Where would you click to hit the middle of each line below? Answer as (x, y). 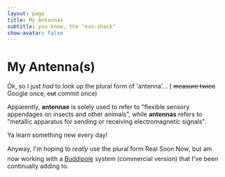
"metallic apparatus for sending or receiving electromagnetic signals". (107, 122)
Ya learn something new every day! (57, 135)
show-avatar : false (35, 33)
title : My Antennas (35, 20)
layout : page (26, 13)
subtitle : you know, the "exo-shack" (62, 26)
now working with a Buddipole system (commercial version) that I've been (113, 159)
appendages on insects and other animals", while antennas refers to (105, 114)
